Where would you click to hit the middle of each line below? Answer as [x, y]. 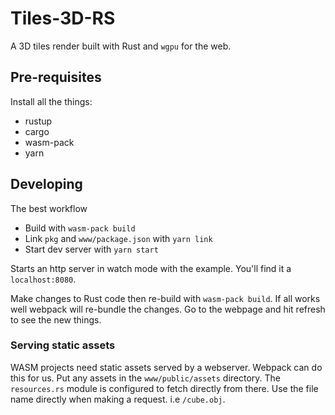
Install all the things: [51, 101]
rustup [38, 121]
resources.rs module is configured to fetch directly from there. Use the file [164, 388]
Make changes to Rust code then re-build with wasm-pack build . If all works [165, 298]
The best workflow [49, 208]
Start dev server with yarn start [91, 249]
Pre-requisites [56, 77]
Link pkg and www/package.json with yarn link [118, 238]
